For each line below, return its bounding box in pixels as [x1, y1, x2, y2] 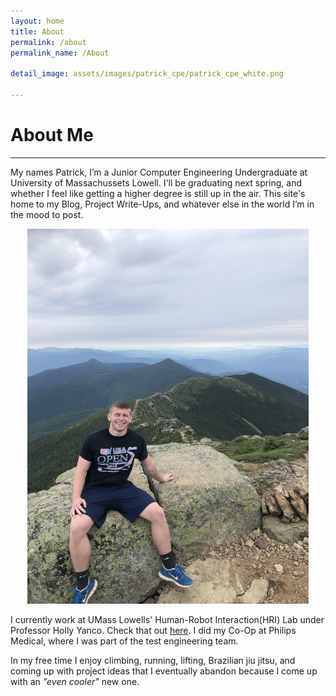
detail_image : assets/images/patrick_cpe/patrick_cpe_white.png [10, 69, 284, 79]
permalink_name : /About [10, 48, 110, 58]
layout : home [10, 16, 65, 26]
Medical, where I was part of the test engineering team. [10, 635, 239, 647]
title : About [10, 26, 65, 37]
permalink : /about [10, 37, 87, 47]
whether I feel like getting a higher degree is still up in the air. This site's [10, 187, 306, 199]
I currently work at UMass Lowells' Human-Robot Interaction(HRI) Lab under [10, 613, 325, 625]
